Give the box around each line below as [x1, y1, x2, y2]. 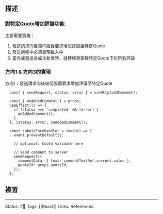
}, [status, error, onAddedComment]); [9, 120, 88, 125]
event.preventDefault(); [14, 133, 64, 137]
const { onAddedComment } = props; [9, 98, 81, 103]
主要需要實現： [5, 32, 35, 38]
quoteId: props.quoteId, [17, 162, 68, 167]
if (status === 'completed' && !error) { [14, 107, 98, 112]
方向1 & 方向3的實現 [5, 68, 51, 75]
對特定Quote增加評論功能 [5, 20, 65, 27]
